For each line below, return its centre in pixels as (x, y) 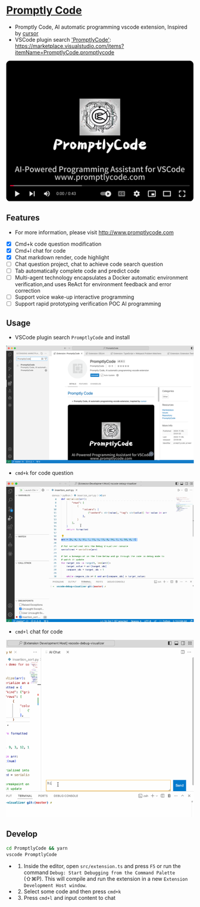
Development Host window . (55, 885)
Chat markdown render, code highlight (62, 257)
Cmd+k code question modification (58, 244)
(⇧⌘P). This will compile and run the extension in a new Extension (106, 878)
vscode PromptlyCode (32, 854)
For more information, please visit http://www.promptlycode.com (94, 232)
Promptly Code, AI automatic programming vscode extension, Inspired (101, 27)
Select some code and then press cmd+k (72, 891)
